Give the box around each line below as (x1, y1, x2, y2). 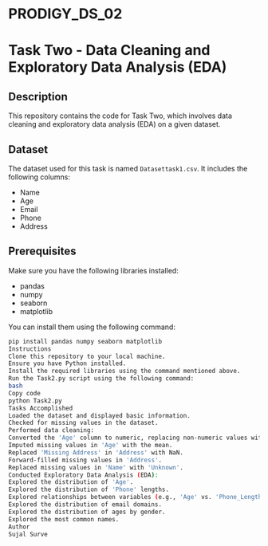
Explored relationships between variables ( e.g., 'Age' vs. (8, 493, 213, 501)
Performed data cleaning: (8, 426, 94, 434)
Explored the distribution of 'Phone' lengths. (8, 485, 170, 494)
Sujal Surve (8, 530, 48, 538)
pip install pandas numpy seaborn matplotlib (8, 337, 162, 345)
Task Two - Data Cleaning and (8, 41, 211, 60)
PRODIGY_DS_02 (8, 5, 123, 23)
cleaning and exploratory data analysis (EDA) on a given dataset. (8, 120, 221, 129)
